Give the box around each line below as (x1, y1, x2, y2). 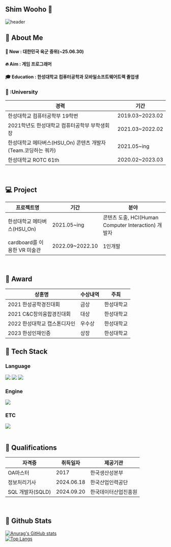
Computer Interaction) (102, 222, 156, 229)
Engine (5, 388, 23, 395)
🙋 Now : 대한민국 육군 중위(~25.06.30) (5, 48, 84, 54)
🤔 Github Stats (5, 517, 52, 526)
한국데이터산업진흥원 (90, 489, 137, 495)
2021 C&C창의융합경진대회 (8, 310, 71, 317)
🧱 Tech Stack (5, 347, 48, 356)
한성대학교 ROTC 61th (8, 156, 60, 164)
